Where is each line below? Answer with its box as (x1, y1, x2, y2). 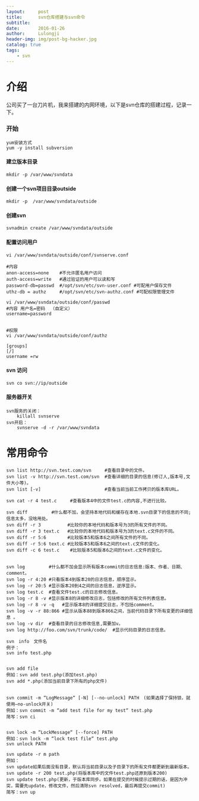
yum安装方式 (6, 140, 33, 145)
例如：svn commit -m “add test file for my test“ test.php (6, 708, 153, 714)
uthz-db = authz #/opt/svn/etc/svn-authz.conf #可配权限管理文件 (6, 289, 175, 295)
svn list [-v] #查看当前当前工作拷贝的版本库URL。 (6, 486, 182, 493)
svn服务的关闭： (6, 408, 41, 414)
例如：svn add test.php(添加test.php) (6, 672, 98, 678)
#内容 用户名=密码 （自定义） (6, 305, 73, 312)
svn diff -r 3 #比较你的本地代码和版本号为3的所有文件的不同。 (6, 522, 170, 528)
